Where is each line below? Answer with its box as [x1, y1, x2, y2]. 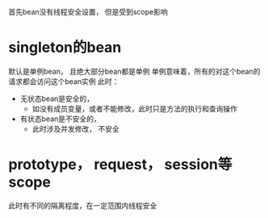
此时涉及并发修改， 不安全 [31, 124, 119, 133]
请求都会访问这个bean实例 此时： [8, 76, 119, 86]
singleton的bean [8, 39, 122, 57]
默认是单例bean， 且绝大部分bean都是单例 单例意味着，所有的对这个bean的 [8, 66, 261, 76]
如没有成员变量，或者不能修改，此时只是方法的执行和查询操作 [31, 103, 238, 113]
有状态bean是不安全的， [19, 114, 101, 124]
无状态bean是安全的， [19, 94, 94, 103]
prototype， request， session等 [8, 156, 232, 174]
